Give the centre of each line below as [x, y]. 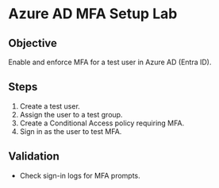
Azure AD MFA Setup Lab [93, 14]
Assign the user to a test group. [71, 114]
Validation [34, 157]
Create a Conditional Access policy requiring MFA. [102, 123]
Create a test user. [50, 106]
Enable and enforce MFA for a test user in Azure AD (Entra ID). [110, 62]
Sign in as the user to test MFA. [71, 131]
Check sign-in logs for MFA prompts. [80, 175]
